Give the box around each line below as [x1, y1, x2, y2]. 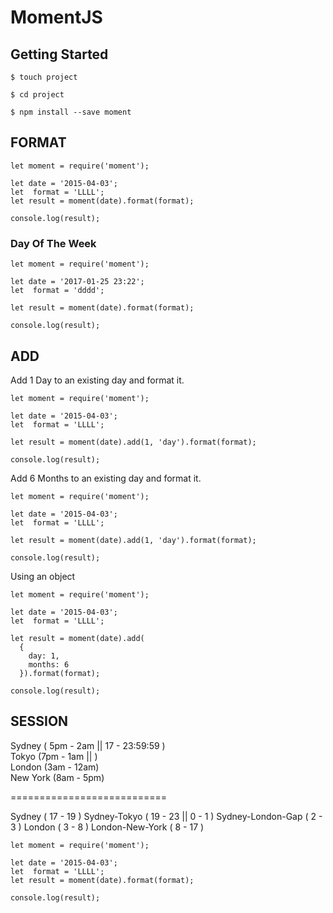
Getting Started [10, 46, 109, 63]
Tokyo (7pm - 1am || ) [10, 750, 98, 762]
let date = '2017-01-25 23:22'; [10, 277, 145, 287]
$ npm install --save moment [10, 107, 132, 117]
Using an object [10, 570, 76, 582]
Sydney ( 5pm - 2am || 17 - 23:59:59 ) [10, 739, 166, 751]
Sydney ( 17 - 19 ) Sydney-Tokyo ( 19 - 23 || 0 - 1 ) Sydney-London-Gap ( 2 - [10, 810, 323, 822]
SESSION [10, 713, 69, 730]
